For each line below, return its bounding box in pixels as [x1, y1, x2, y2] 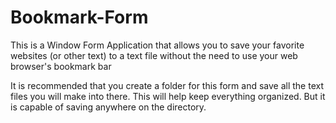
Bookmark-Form [10, 6, 149, 29]
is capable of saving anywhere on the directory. [10, 101, 207, 113]
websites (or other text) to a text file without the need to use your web [10, 49, 298, 61]
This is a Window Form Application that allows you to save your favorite [10, 39, 305, 51]
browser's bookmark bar [10, 60, 112, 72]
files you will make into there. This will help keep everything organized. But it [10, 90, 326, 102]
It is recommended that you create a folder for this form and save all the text [10, 79, 324, 91]
